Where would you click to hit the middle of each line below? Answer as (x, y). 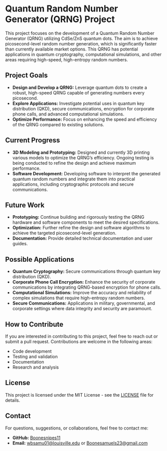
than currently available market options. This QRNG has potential (72, 49)
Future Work (25, 205)
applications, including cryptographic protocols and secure (73, 184)
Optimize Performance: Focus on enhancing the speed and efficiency (84, 119)
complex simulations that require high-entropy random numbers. (79, 298)
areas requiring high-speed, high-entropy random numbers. (67, 59)
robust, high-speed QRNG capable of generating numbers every (78, 92)
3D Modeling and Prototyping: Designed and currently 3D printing (81, 152)
